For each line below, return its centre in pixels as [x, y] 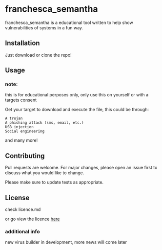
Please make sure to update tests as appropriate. [54, 182]
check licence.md [23, 209]
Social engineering [25, 131]
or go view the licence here [32, 219]
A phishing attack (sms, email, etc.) [44, 123]
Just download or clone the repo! [38, 55]
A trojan [14, 118]
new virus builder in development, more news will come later [66, 242]
